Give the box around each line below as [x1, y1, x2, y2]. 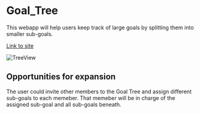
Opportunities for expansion [6, 71, 116, 82]
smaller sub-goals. [6, 30, 53, 37]
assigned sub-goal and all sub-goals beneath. [6, 101, 122, 108]
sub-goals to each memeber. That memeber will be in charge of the [6, 94, 176, 101]
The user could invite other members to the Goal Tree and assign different [6, 88, 192, 95]
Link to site [6, 42, 34, 49]
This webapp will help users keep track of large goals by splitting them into [6, 24, 195, 31]
